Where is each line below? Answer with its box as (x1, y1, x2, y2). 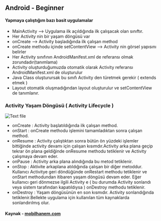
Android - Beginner (5, 4, 64, 12)
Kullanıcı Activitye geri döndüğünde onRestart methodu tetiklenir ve (12, 169, 147, 174)
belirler (12, 48, 27, 55)
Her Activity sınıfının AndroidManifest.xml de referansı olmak (12, 54, 133, 60)
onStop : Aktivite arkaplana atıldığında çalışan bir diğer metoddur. (12, 163, 143, 169)
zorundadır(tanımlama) (12, 59, 58, 65)
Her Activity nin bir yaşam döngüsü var (12, 33, 90, 39)
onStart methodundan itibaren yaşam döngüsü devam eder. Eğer (12, 174, 142, 180)
